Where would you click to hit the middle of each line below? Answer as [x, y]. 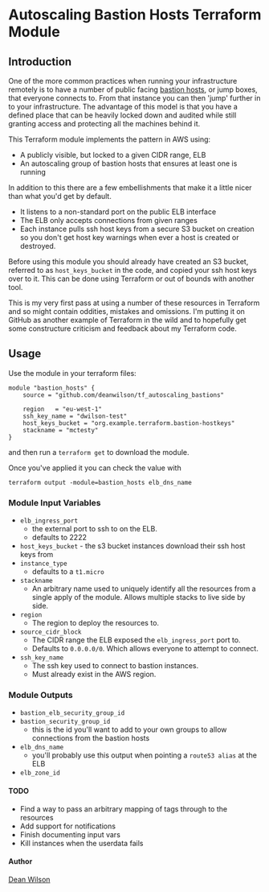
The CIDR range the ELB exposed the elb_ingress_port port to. [136, 640]
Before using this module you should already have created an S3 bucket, [128, 262]
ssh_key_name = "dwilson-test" [75, 416]
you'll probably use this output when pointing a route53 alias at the [144, 755]
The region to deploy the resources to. [95, 623]
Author [20, 861]
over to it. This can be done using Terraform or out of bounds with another [131, 279]
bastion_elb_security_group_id [72, 713]
